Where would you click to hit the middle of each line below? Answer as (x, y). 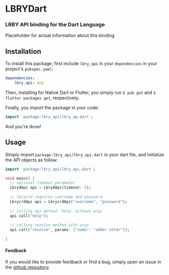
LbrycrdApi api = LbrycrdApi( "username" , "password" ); (69, 202)
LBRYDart (26, 9)
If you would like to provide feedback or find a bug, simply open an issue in (83, 262)
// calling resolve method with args (49, 225)
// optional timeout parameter (43, 183)
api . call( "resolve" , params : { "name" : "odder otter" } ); (70, 230)
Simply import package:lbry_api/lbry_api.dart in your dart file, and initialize (85, 154)
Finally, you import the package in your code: (52, 108)
